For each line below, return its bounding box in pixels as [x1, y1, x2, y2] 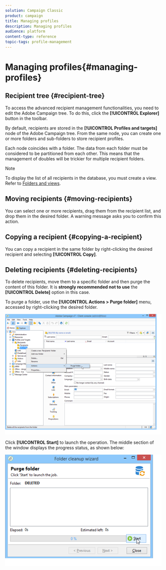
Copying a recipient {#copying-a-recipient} [5, 233, 143, 241]
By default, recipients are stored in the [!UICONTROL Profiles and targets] [5, 125, 158, 131]
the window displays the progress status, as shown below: [5, 445, 125, 451]
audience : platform [5, 29, 46, 34]
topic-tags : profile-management [5, 40, 72, 45]
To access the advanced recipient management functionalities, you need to [5, 105, 159, 111]
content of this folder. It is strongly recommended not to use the [5, 284, 138, 290]
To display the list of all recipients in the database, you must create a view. [5, 175, 157, 181]
